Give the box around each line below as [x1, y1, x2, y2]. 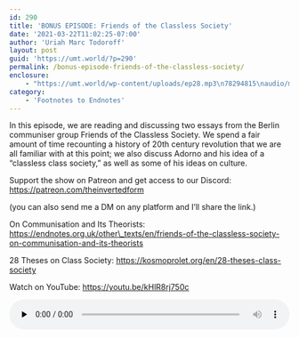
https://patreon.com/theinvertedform [9, 184, 145, 196]
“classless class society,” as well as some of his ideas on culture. [9, 157, 247, 169]
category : [9, 87, 46, 96]
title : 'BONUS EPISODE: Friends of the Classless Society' [9, 21, 233, 30]
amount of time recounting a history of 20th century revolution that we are [9, 139, 282, 149]
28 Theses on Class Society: [9, 255, 114, 266]
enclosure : [9, 71, 50, 80]
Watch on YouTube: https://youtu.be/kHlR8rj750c [9, 282, 190, 293]
